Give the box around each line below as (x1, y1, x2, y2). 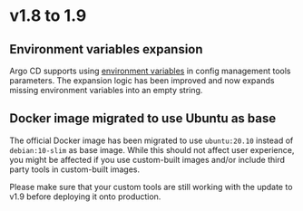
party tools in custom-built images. (9, 164, 141, 175)
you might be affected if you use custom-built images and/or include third (9, 154, 286, 165)
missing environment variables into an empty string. (9, 85, 203, 95)
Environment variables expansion (9, 42, 203, 57)
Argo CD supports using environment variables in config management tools (9, 65, 291, 76)
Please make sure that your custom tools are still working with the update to (9, 181, 293, 192)
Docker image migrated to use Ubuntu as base (9, 110, 277, 127)
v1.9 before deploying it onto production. (9, 191, 161, 202)
